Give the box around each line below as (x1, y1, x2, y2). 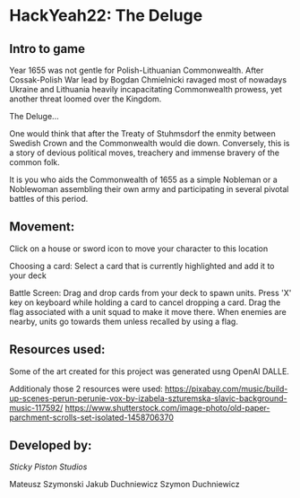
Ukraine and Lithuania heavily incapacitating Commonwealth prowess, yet (9, 84, 282, 94)
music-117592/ (9, 402, 64, 413)
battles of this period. (9, 194, 89, 204)
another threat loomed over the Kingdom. (9, 93, 162, 104)
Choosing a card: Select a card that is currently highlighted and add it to (9, 260, 275, 271)
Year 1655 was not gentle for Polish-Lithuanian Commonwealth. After (9, 65, 264, 75)
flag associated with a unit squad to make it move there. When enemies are (9, 306, 287, 317)
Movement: (9, 219, 75, 234)
